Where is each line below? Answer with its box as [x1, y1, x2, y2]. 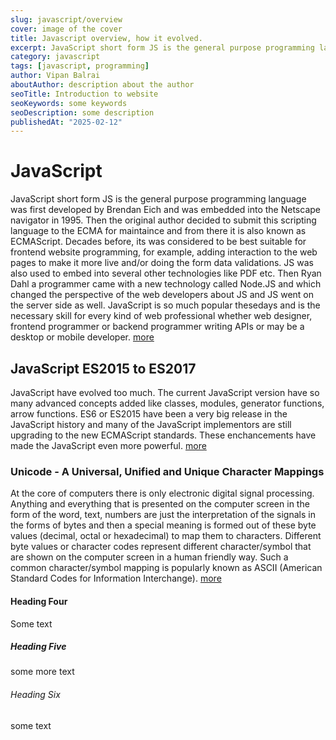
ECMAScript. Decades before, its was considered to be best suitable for [10, 236, 307, 248]
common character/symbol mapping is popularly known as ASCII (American [10, 562, 323, 574]
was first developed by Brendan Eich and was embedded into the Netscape [10, 204, 321, 216]
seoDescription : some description [10, 107, 155, 118]
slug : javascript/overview [10, 14, 123, 25]
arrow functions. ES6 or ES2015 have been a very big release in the [10, 408, 288, 420]
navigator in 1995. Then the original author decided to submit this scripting [10, 214, 317, 226]
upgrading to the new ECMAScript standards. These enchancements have [10, 429, 317, 441]
